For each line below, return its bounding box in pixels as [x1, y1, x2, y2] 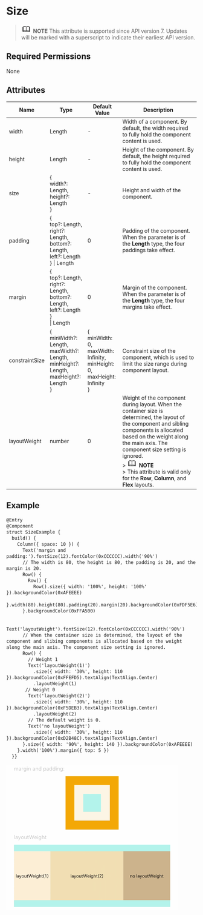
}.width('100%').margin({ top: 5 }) [17, 748, 110, 754]
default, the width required [122, 124, 188, 132]
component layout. [122, 366, 169, 374]
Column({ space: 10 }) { [17, 541, 80, 548]
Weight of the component [122, 394, 186, 401]
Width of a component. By [122, 118, 187, 126]
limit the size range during [122, 360, 187, 367]
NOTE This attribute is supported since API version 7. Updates [33, 27, 187, 35]
